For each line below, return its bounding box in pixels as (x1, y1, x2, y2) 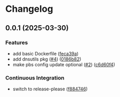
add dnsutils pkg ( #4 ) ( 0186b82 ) (12, 56, 82, 62)
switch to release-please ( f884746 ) (12, 86, 88, 92)
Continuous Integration (5, 74, 65, 81)
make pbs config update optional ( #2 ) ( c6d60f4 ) (12, 61, 115, 67)
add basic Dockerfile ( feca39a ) (12, 50, 78, 56)
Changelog (5, 3, 53, 15)
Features (5, 39, 28, 46)
